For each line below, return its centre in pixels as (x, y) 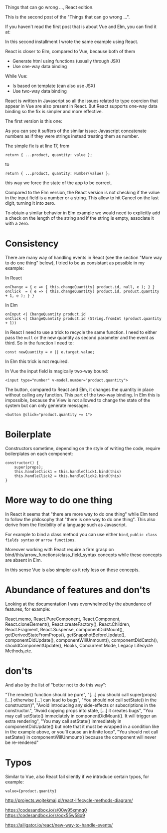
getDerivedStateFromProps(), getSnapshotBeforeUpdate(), (66, 635)
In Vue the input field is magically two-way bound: (57, 371)
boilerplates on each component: (39, 454)
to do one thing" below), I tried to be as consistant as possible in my (75, 263)
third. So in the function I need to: (39, 343)
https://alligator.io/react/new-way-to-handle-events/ (59, 825)
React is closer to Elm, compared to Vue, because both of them (70, 51)
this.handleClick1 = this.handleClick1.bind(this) (68, 472)
